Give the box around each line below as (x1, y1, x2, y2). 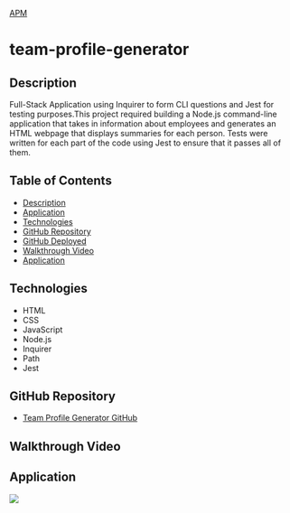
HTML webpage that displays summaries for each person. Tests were (9, 128, 268, 138)
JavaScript (22, 324, 63, 335)
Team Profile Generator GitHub (22, 413, 138, 424)
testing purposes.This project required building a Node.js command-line (9, 108, 277, 119)
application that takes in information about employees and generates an (9, 118, 276, 129)
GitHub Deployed (22, 235, 88, 247)
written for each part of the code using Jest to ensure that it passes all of (9, 137, 282, 148)
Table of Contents (9, 173, 113, 189)
